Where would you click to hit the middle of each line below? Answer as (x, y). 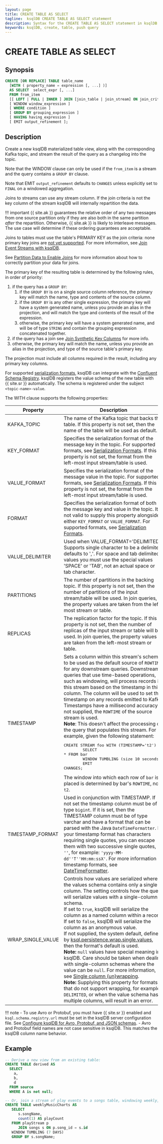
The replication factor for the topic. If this (110, 618)
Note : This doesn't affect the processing (110, 723)
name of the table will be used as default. (111, 430)
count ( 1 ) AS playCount (41, 1119)
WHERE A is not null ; (31, 1092)
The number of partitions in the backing (109, 580)
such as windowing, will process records (110, 681)
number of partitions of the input (101, 592)
